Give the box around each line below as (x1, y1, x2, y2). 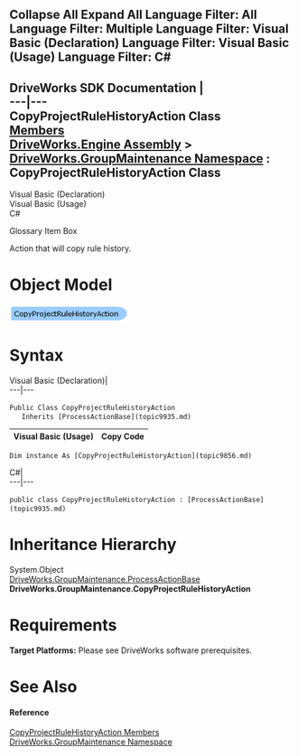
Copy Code (100, 431, 144, 442)
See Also (9, 677, 78, 697)
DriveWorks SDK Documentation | (9, 80, 204, 96)
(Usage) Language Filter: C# (9, 50, 172, 65)
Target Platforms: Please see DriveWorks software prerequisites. (9, 645, 253, 656)
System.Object (9, 565, 64, 575)
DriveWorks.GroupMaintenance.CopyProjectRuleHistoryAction (9, 583, 251, 594)
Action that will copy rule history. (9, 243, 132, 254)
